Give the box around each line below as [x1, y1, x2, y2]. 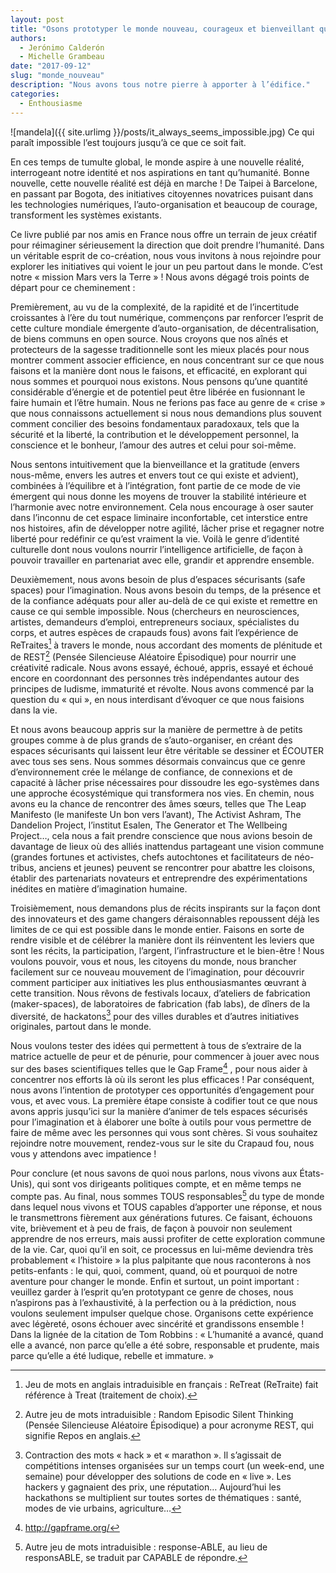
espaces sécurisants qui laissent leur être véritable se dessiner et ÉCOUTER [10, 744, 325, 756]
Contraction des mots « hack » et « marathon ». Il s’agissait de [24, 1449, 282, 1461]
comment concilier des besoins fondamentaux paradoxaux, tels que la [10, 417, 300, 430]
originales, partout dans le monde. [10, 1021, 152, 1033]
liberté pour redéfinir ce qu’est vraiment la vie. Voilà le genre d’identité [10, 532, 300, 545]
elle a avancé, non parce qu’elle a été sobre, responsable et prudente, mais [10, 1339, 320, 1351]
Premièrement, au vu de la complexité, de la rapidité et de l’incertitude [10, 301, 300, 313]
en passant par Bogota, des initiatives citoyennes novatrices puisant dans [10, 187, 314, 200]
